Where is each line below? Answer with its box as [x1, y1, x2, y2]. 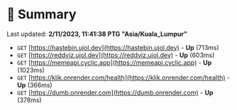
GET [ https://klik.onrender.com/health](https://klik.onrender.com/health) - [16, 73, 231, 82]
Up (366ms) [16, 80, 53, 89]
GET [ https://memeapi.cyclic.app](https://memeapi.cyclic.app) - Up [16, 58, 212, 66]
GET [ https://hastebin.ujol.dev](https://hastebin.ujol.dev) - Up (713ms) [16, 43, 219, 51]
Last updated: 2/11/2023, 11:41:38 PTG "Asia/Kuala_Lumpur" [6, 30, 187, 38]
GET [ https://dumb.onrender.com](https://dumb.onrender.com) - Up [16, 88, 214, 97]
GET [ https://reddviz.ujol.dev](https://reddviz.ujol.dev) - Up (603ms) [16, 51, 215, 59]
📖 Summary [6, 6, 77, 23]
